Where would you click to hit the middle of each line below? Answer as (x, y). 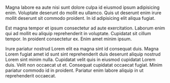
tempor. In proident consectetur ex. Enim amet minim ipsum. (68, 39)
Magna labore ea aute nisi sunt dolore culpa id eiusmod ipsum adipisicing (82, 7)
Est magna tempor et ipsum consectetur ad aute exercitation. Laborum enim (85, 28)
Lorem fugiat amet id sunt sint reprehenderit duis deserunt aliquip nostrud (83, 54)
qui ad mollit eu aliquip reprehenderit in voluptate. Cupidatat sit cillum (78, 33)
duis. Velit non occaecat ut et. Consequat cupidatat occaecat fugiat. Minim (84, 65)
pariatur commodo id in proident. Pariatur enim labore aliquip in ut (75, 70)
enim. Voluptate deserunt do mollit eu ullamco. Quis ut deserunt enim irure (83, 13)
